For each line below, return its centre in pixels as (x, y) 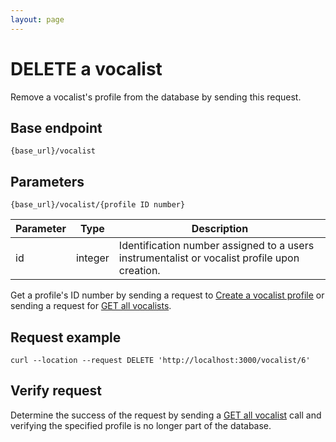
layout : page (37, 19)
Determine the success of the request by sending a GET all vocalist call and (166, 415)
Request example (66, 337)
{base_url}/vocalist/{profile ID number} (98, 205)
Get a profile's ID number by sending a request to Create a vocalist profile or (167, 295)
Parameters (47, 181)
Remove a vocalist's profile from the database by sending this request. (156, 97)
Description (220, 229)
